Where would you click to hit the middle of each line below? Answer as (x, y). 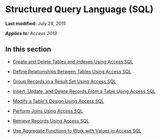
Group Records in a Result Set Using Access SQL (64, 81)
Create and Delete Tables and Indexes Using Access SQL (73, 62)
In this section (28, 49)
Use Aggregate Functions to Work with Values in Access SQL (77, 130)
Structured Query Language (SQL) (79, 9)
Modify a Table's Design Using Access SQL (58, 101)
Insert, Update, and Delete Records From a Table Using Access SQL (84, 91)
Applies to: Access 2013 (31, 33)
